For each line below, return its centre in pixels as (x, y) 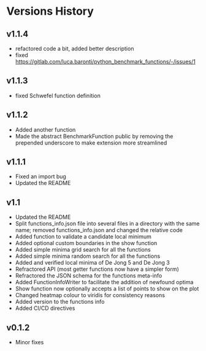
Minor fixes (29, 342)
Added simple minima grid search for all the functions (83, 250)
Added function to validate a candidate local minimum (83, 236)
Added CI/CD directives (45, 308)
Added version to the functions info (60, 302)
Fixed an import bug (40, 176)
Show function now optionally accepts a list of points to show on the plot (107, 289)
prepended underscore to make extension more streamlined (91, 143)
